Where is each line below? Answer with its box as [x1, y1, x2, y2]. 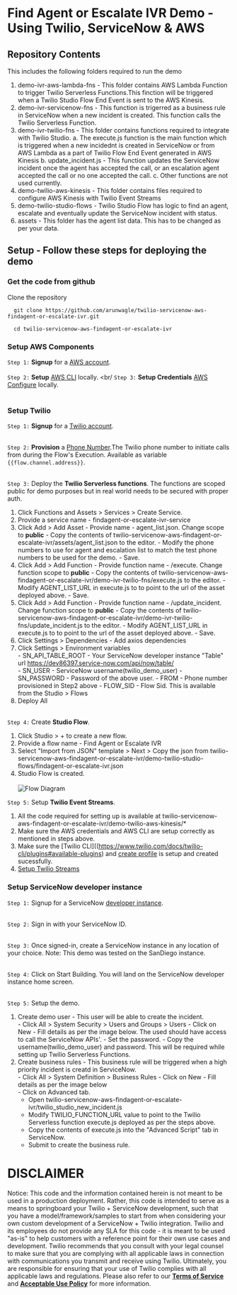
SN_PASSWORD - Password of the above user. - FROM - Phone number [17, 674, 228, 682]
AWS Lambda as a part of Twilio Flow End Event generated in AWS [17, 149, 212, 157]
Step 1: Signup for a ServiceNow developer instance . [7, 899, 164, 907]
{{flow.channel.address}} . [7, 458, 86, 467]
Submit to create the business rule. [28, 1140, 130, 1149]
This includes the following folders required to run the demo [7, 67, 183, 75]
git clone [13, 306, 42, 313]
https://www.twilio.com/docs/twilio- [98, 842, 204, 850]
